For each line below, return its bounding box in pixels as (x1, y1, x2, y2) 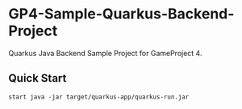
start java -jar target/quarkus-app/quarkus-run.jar (8, 93, 190, 101)
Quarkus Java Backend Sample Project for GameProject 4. (8, 48, 202, 58)
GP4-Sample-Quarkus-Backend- (8, 5, 235, 23)
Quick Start (8, 71, 67, 85)
